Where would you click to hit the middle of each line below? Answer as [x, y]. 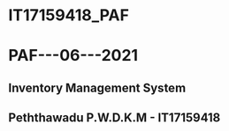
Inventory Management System [97, 87]
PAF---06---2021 [73, 56]
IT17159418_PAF [69, 15]
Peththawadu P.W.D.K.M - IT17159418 [114, 118]
